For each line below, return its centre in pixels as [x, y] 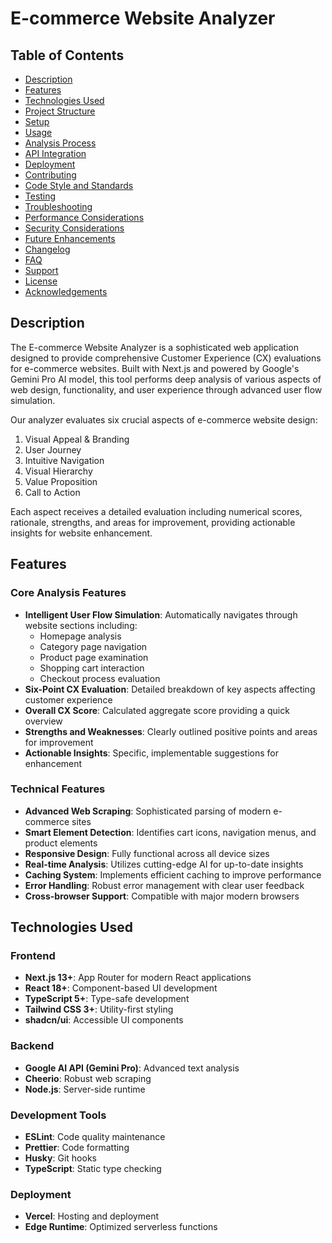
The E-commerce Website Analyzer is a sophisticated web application [154, 347]
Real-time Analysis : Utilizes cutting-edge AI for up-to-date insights [164, 864]
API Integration [55, 153]
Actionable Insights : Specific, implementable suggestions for [151, 753]
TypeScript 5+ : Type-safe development [107, 999]
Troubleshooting [58, 206]
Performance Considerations [84, 217]
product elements [61, 843]
